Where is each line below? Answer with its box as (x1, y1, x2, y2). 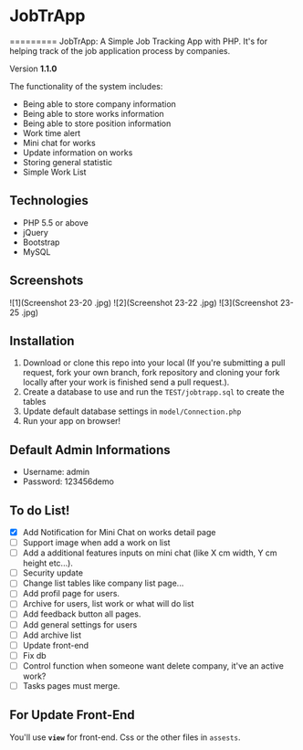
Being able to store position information (22, 118, 172, 129)
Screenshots (9, 273, 84, 289)
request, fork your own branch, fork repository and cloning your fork (22, 367, 280, 378)
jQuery (22, 227, 48, 238)
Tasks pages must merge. (22, 680, 120, 691)
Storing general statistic (22, 156, 113, 167)
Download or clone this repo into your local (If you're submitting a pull (22, 357, 286, 368)
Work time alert (22, 127, 81, 138)
